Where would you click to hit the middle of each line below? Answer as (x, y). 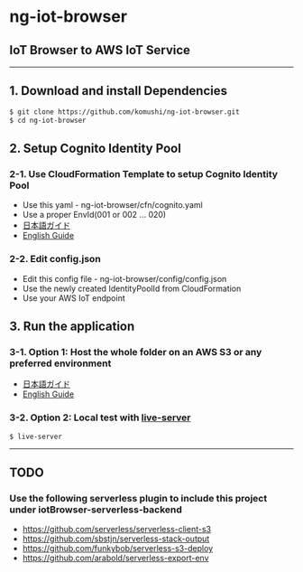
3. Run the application (72, 326)
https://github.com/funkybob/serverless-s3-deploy (118, 549)
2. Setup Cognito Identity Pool (96, 148)
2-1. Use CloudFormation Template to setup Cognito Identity (143, 173)
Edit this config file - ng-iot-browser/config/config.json (124, 278)
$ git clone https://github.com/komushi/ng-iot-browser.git (125, 112)
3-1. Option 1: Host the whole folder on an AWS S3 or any (136, 352)
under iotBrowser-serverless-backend (96, 510)
